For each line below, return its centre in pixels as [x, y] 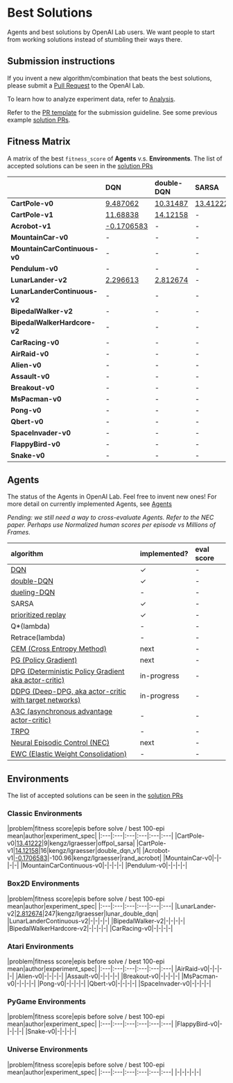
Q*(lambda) [31, 626]
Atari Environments [41, 946]
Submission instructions [61, 62]
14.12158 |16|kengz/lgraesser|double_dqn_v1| [78, 851]
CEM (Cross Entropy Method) [59, 649]
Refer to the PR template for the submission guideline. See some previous [112, 112]
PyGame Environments [47, 1001]
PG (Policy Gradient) [44, 660]
